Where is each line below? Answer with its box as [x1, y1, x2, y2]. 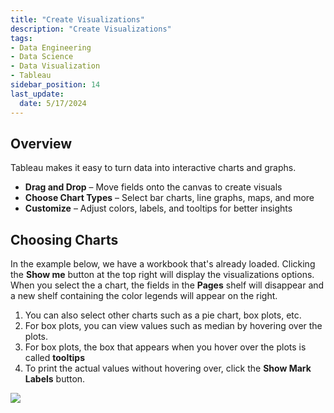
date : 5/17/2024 [19, 98, 87, 108]
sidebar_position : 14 [10, 80, 101, 90]
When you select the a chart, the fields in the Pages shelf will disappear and [10, 279, 325, 291]
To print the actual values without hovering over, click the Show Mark [24, 362, 312, 375]
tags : [10, 33, 33, 43]
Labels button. [24, 373, 86, 385]
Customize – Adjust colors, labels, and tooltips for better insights [24, 202, 293, 215]
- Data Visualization [10, 61, 101, 71]
